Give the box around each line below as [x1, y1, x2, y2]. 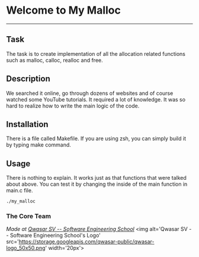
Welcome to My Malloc [6, 4, 121, 17]
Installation [6, 119, 49, 129]
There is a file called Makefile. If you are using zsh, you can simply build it [6, 135, 187, 142]
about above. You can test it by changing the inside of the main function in [6, 180, 188, 188]
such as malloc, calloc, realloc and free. [6, 56, 104, 64]
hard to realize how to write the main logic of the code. [6, 102, 140, 109]
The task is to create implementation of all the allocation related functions [6, 50, 185, 57]
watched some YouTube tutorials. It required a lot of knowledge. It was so [6, 96, 185, 103]
